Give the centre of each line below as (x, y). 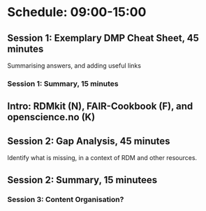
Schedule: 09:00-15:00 (77, 12)
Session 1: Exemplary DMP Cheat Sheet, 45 (103, 38)
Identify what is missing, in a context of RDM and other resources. (102, 158)
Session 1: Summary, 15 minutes (63, 83)
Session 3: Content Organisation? (66, 200)
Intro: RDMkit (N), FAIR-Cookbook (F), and (100, 107)
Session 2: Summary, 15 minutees (82, 180)
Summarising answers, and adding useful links (74, 66)
